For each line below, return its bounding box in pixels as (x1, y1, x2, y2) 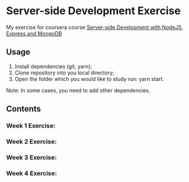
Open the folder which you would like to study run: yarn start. (14, 75, 164, 82)
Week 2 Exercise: (6, 137, 57, 145)
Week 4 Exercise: (6, 169, 57, 177)
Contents (6, 104, 41, 114)
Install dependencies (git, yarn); (14, 63, 93, 70)
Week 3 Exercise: (6, 153, 57, 161)
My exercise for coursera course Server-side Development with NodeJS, (6, 24, 183, 31)
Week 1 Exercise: (6, 122, 56, 130)
